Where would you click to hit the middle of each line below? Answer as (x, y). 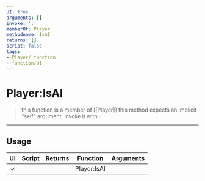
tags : (13, 52)
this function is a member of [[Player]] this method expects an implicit (109, 110)
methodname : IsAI (28, 35)
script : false (24, 46)
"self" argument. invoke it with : (61, 116)
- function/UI (24, 63)
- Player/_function (31, 57)
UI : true (17, 12)
